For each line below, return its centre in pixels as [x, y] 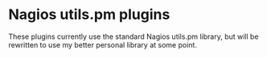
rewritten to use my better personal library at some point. [103, 44]
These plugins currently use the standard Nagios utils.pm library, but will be [133, 36]
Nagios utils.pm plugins [89, 15]
